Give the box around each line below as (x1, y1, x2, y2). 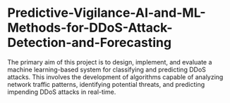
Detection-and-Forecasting (7, 35, 171, 50)
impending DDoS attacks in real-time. (7, 88, 116, 96)
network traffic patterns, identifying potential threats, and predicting (7, 80, 205, 88)
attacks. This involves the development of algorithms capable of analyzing (7, 72, 224, 81)
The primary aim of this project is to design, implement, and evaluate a (7, 57, 212, 66)
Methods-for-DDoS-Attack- (7, 20, 173, 36)
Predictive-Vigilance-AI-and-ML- (7, 5, 206, 21)
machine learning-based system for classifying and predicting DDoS (7, 65, 207, 74)
